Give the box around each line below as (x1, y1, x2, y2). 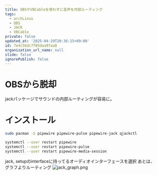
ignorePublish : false (5, 57, 49, 62)
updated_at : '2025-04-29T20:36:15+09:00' (5, 39, 90, 44)
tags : (5, 12, 16, 16)
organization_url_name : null (5, 48, 64, 52)
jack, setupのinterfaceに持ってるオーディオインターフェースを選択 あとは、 (5, 158, 155, 164)
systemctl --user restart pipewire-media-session (5, 149, 107, 154)
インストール (5, 115, 56, 126)
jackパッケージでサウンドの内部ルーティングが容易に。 (5, 96, 114, 102)
